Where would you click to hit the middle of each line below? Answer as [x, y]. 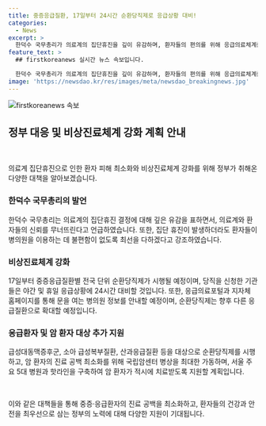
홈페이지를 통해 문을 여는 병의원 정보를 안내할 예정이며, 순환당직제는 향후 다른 [127, 301]
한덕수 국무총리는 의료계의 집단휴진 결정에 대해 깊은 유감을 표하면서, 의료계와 [127, 220]
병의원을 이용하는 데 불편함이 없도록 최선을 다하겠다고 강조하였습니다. [115, 240]
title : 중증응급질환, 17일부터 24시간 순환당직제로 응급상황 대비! [103, 15]
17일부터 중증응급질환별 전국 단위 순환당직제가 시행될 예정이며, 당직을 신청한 [126, 281]
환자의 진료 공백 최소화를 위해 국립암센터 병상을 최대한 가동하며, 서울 [139, 362]
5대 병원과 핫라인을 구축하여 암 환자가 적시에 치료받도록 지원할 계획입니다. [130, 372]
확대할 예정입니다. [70, 311]
